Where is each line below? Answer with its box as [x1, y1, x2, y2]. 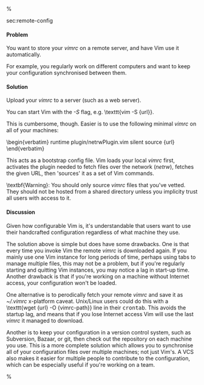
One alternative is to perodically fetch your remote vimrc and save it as [6, 291, 183, 298]
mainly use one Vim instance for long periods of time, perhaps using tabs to [6, 253, 196, 261]
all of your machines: [6, 127, 59, 134]
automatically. [6, 51, 41, 58]
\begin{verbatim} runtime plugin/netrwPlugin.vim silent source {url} [6, 138, 175, 146]
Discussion [6, 208, 35, 216]
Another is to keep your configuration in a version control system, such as [6, 328, 191, 336]
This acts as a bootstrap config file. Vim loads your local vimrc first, [6, 157, 175, 164]
